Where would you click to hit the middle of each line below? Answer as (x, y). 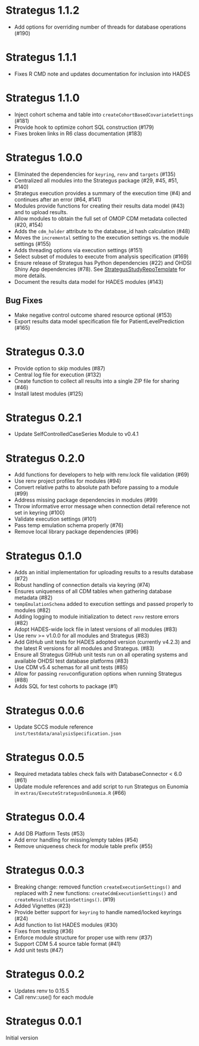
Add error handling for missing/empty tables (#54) (76, 840)
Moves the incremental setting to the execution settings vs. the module (101, 237)
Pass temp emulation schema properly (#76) (69, 525)
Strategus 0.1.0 (44, 556)
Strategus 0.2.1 (43, 417)
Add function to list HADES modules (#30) (66, 925)
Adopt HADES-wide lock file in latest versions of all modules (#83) (96, 629)
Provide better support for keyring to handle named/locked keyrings (98, 912)
